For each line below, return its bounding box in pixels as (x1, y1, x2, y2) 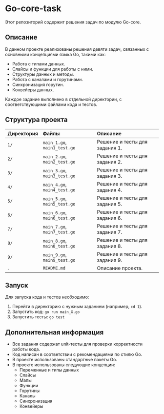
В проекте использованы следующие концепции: (12, 362, 116, 368)
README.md (42, 265, 66, 271)
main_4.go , (42, 181, 67, 188)
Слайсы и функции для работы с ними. (12, 66, 94, 72)
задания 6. (97, 214, 123, 221)
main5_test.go (42, 201, 76, 207)
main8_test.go (42, 243, 76, 249)
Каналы (19, 393, 36, 399)
